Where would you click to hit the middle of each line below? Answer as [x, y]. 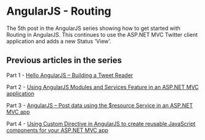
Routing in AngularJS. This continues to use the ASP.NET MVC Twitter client [102, 34]
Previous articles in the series [64, 60]
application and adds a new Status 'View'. [59, 41]
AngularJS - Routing [59, 11]
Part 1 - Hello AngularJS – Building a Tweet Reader [70, 75]
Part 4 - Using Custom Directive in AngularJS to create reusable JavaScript [101, 123]
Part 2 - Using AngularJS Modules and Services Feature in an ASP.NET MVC [102, 87]
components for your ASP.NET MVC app [58, 130]
